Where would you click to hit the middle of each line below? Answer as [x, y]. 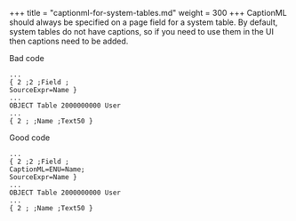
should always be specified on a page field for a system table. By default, [144, 22]
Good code [30, 138]
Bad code [27, 58]
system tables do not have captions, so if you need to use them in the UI [141, 32]
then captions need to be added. [69, 41]
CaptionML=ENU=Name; [48, 170]
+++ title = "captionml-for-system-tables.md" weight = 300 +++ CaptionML [148, 13]
